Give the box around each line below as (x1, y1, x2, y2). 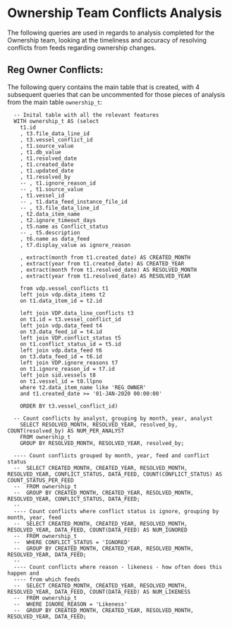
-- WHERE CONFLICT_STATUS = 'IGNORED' (13, 539, 131, 546)
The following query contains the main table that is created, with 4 (7, 83, 200, 91)
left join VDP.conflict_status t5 (20, 334, 121, 341)
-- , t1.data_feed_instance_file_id (20, 198, 128, 205)
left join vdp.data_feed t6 (20, 347, 102, 354)
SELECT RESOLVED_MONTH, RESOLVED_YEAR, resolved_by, (20, 421, 178, 428)
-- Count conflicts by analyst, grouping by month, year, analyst (13, 415, 213, 422)
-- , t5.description (20, 229, 80, 236)
